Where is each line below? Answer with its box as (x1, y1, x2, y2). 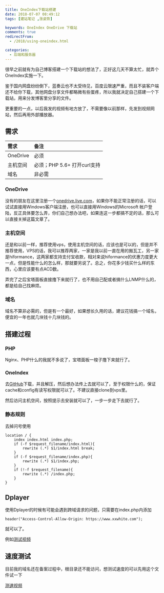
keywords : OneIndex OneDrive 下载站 (5, 25, 78, 30)
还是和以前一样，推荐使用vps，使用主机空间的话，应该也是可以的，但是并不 (5, 242, 158, 247)
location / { (5, 433, 32, 438)
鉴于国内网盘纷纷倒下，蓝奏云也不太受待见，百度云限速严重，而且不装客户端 (5, 83, 159, 89)
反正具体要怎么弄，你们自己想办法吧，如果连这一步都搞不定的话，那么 (13, 210, 155, 216)
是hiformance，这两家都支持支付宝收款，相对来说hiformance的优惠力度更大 (5, 254, 158, 260)
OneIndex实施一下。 (5, 72, 46, 78)
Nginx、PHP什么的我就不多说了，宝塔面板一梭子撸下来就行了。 (5, 357, 133, 363)
